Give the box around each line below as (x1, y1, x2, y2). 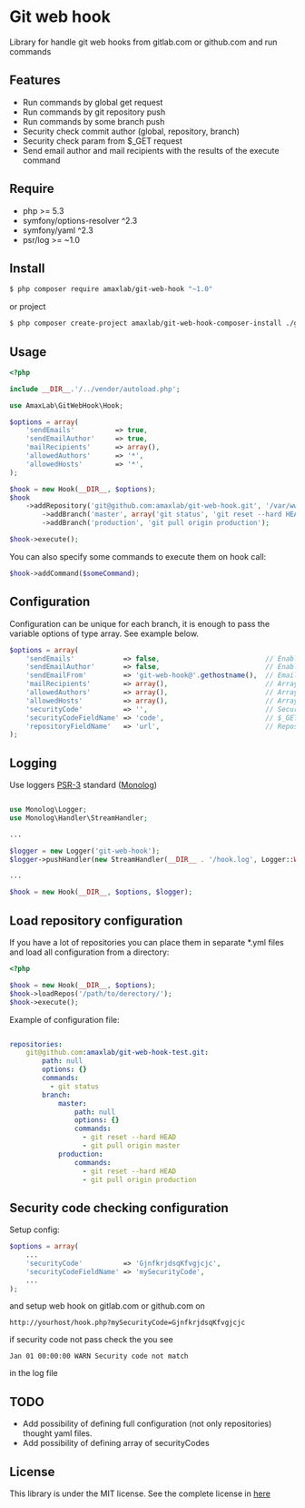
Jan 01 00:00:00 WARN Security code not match (9, 1351, 189, 1361)
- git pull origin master (82, 1141, 181, 1150)
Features (9, 73, 61, 88)
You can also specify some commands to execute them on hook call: (9, 551, 267, 562)
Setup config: (9, 1224, 61, 1235)
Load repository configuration (9, 913, 183, 928)
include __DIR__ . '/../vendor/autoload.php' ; (9, 384, 181, 393)
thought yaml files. (22, 1428, 93, 1439)
